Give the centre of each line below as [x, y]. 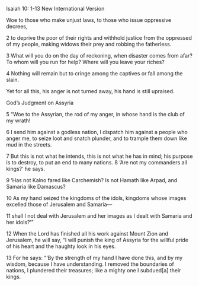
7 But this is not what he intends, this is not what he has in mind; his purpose [99, 156]
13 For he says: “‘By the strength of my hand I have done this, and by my [94, 258]
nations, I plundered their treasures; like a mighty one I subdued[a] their [94, 270]
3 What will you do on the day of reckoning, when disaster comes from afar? [99, 55]
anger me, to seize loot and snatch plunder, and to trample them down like [97, 138]
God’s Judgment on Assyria [40, 103]
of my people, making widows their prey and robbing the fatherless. [89, 44]
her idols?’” [20, 222]
